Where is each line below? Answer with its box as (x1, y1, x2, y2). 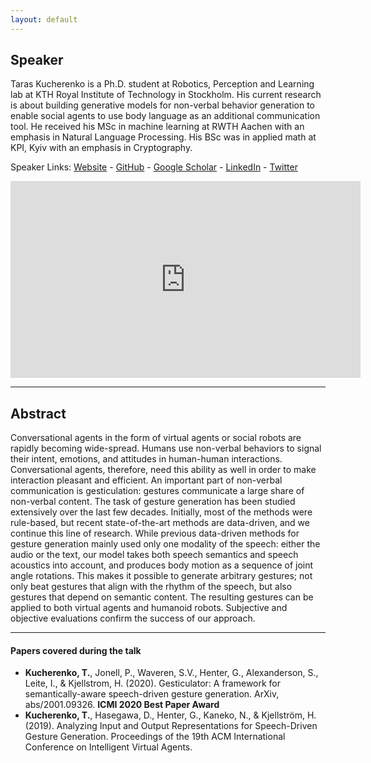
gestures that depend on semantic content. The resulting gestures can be (10, 591, 314, 603)
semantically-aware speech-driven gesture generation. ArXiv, (24, 688, 280, 700)
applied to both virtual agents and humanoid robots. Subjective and (10, 602, 288, 614)
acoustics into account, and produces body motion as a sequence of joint (10, 559, 314, 571)
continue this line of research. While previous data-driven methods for (10, 527, 300, 540)
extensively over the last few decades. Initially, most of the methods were (10, 506, 313, 518)
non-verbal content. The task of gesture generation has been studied (10, 496, 296, 508)
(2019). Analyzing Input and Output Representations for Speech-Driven (24, 720, 318, 732)
